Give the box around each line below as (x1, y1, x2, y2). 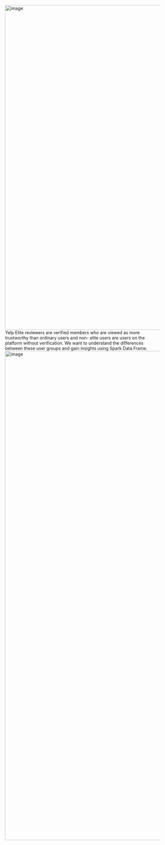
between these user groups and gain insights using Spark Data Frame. (5, 346, 148, 351)
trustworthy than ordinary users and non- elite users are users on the (5, 335, 145, 341)
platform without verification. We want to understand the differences (5, 340, 144, 346)
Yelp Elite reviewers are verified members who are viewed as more (5, 330, 140, 335)
